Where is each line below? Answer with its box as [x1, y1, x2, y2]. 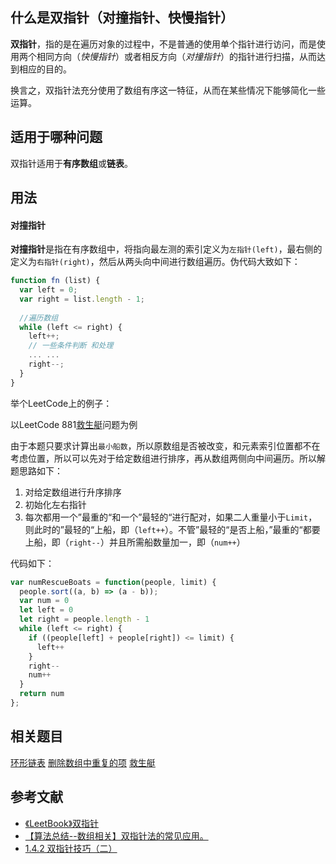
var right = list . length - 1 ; [19, 294, 145, 304]
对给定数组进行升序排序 [24, 486, 122, 498]
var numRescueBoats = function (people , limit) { [10, 577, 217, 587]
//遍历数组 [19, 313, 59, 323]
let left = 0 [19, 605, 74, 615]
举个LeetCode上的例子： [10, 397, 113, 409]
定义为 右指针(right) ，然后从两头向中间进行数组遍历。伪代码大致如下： [10, 256, 301, 268]
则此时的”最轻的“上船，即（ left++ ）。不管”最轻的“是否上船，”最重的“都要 [24, 523, 321, 535]
